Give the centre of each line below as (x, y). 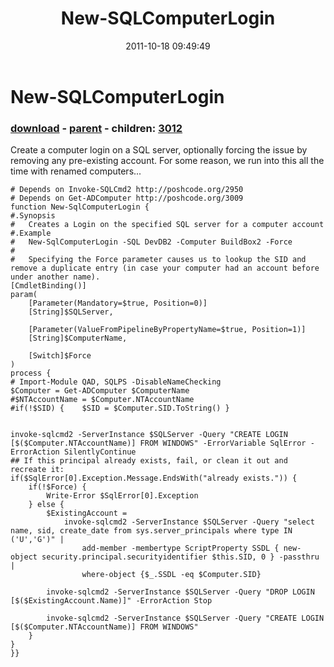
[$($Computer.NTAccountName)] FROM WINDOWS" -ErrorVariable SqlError (158, 443)
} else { (46, 505)
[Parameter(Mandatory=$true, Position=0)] (118, 303)
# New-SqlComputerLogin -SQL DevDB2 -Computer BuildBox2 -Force (151, 242)
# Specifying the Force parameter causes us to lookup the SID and (158, 260)
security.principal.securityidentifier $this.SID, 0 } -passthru (180, 557)
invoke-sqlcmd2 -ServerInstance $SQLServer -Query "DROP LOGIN (180, 592)
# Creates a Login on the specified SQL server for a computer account (167, 225)
